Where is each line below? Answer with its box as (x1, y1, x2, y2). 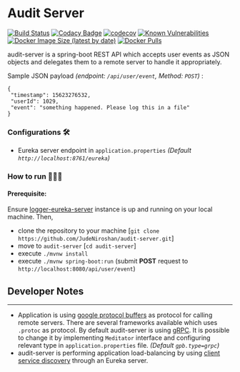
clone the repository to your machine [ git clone (17, 226, 159, 235)
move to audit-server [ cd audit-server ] (17, 241, 137, 251)
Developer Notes (7, 285, 84, 297)
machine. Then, (7, 213, 54, 221)
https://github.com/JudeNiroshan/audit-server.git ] (17, 234, 174, 243)
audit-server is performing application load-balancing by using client (17, 348, 220, 358)
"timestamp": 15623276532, (10, 91, 91, 99)
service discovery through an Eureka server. (17, 356, 149, 365)
